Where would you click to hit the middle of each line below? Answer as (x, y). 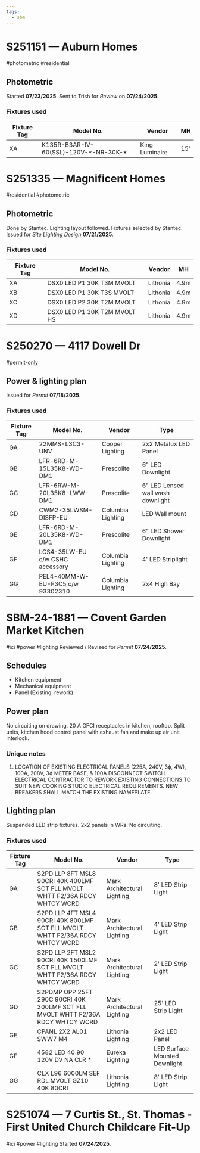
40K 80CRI (53, 1088)
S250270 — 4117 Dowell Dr (74, 346)
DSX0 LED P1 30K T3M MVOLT (91, 282)
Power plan (27, 711)
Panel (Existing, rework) (44, 692)
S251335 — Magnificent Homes (86, 178)
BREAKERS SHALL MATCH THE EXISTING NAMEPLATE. (83, 792)
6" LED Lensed (163, 485)
